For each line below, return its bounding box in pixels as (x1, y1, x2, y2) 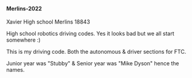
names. (6, 67, 25, 74)
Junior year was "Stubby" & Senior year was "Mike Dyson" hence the (6, 60, 180, 67)
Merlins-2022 (6, 5, 42, 12)
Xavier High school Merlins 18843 (6, 18, 90, 25)
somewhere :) (6, 36, 41, 44)
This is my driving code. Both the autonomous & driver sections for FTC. (6, 48, 187, 56)
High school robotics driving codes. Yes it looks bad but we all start (6, 30, 174, 37)
